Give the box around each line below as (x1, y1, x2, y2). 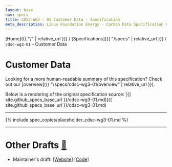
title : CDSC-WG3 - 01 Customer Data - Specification (5, 17, 120, 22)
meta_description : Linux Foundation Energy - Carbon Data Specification (5, 21, 164, 27)
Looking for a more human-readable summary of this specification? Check (5, 76, 163, 82)
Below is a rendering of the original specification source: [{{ (5, 91, 132, 98)
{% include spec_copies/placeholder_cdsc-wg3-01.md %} (5, 117, 128, 123)
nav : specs (5, 12, 29, 17)
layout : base (5, 7, 33, 13)
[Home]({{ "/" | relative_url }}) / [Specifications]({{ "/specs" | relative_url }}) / (5, 36, 167, 42)
